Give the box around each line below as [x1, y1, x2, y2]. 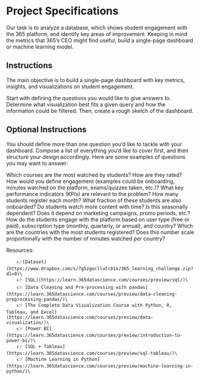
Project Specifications [6, 4, 119, 18]
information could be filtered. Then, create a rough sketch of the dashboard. [6, 107, 194, 114]
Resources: [6, 246, 34, 254]
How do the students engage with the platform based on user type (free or [6, 216, 190, 223]
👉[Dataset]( [17, 259, 47, 265]
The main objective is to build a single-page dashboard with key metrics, [6, 76, 185, 83]
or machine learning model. [6, 43, 74, 50]
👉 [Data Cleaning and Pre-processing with [17, 284, 127, 290]
